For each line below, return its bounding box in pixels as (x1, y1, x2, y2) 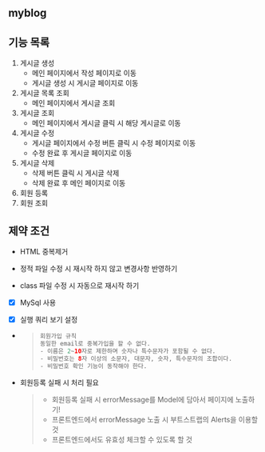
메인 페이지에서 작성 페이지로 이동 (31, 68, 137, 78)
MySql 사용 (19, 298, 57, 307)
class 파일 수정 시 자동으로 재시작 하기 (19, 281, 140, 290)
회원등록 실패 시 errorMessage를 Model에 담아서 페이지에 (51, 394, 234, 404)
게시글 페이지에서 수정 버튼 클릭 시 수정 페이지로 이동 (31, 138, 196, 148)
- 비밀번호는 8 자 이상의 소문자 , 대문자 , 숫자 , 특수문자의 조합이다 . (39, 354, 233, 362)
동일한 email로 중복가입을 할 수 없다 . (39, 340, 151, 348)
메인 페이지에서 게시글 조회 (31, 98, 116, 108)
